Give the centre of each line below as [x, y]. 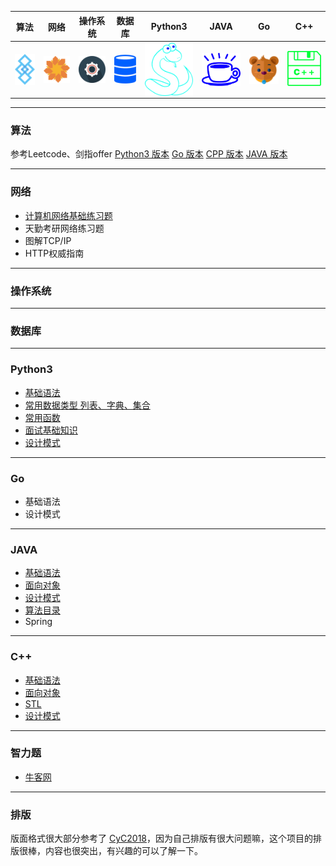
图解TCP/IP [48, 240]
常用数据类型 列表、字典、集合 [87, 405]
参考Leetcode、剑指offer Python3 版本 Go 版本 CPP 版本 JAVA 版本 [149, 154]
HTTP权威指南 [54, 253]
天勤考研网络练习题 [64, 228]
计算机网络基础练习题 [68, 215]
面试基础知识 [51, 430]
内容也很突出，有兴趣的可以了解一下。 [123, 851]
